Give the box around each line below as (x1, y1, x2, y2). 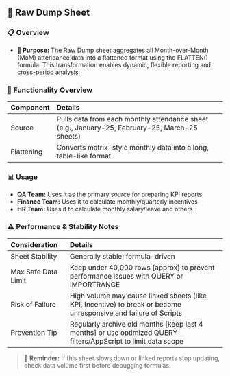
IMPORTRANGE (69, 279, 120, 289)
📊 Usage (7, 172, 38, 182)
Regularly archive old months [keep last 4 (69, 319, 203, 329)
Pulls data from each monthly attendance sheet (56, 114, 209, 124)
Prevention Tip (10, 327, 57, 337)
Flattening (10, 147, 43, 156)
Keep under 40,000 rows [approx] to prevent (69, 262, 215, 272)
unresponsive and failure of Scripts (69, 308, 183, 318)
